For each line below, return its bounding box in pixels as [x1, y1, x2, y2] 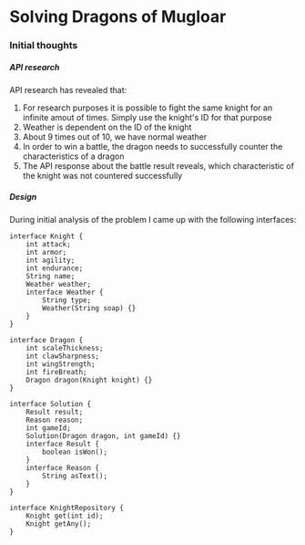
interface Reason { [25, 464, 100, 473]
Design [9, 191, 37, 202]
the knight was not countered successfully [22, 171, 183, 182]
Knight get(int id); [25, 511, 104, 521]
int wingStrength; [25, 360, 96, 369]
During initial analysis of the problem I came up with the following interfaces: [9, 215, 297, 225]
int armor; [25, 248, 67, 257]
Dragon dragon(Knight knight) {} [25, 376, 153, 385]
